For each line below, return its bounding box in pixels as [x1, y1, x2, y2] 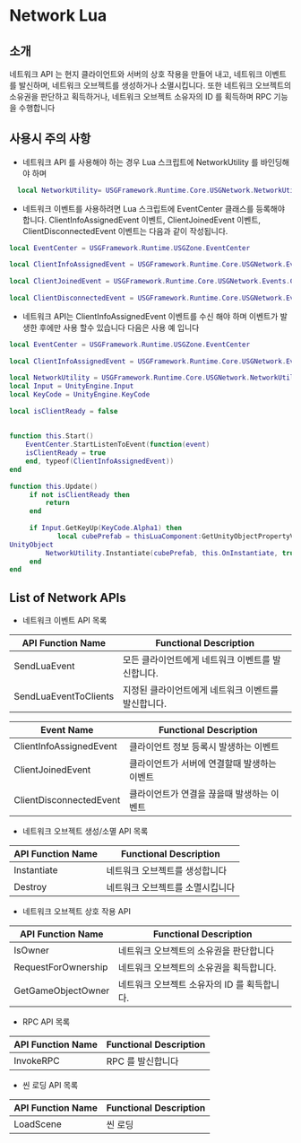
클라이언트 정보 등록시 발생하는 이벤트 [128, 741, 279, 754]
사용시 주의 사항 [9, 131, 91, 146]
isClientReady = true [25, 449, 106, 458]
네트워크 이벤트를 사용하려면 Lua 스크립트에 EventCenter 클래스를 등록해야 [21, 203, 285, 214]
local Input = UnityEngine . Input [9, 382, 134, 391]
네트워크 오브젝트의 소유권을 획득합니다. [117, 962, 277, 974]
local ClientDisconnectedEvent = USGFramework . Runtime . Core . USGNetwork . [9, 293, 287, 302]
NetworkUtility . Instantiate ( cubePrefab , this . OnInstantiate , [45, 548, 279, 557]
